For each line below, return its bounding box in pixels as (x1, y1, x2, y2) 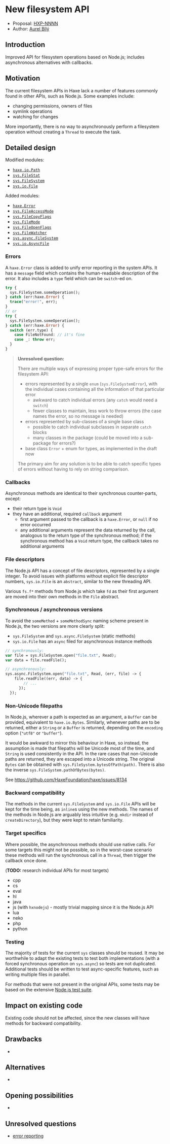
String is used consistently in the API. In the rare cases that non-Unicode (5, 750, 158, 757)
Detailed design (5, 143, 56, 152)
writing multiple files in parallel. (5, 971, 70, 978)
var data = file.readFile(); (5, 657, 67, 663)
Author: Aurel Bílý (12, 25, 50, 31)
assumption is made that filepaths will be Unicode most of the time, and (5, 745, 155, 751)
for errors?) (52, 440, 76, 446)
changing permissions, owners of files (12, 103, 93, 109)
